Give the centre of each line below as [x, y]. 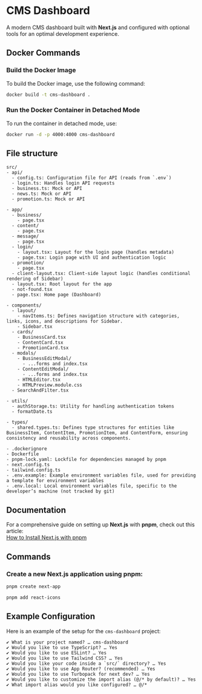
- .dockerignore [27, 449]
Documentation [36, 510]
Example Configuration [51, 617]
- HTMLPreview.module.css [50, 385]
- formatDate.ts [32, 412]
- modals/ [24, 353]
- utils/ [17, 401]
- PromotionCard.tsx [43, 348]
